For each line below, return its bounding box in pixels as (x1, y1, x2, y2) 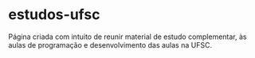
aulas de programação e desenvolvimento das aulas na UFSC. (8, 40, 213, 49)
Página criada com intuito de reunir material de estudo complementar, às (8, 32, 247, 41)
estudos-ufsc (8, 6, 100, 24)
